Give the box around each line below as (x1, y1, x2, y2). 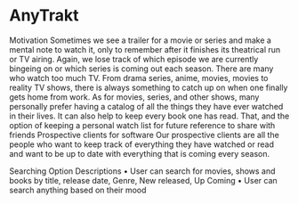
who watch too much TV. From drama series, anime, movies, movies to (9, 72, 269, 83)
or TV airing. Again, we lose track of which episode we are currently (9, 53, 259, 64)
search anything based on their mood (9, 184, 147, 195)
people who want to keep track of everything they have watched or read (9, 139, 274, 150)
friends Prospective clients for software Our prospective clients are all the (9, 129, 280, 140)
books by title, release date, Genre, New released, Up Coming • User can (9, 175, 278, 185)
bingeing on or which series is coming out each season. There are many (9, 63, 274, 74)
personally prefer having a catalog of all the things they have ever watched (9, 101, 284, 111)
